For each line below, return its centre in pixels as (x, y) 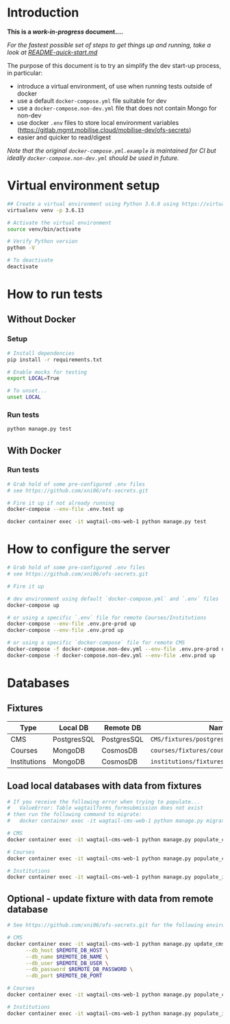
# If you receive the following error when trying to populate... (104, 801)
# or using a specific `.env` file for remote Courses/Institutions (107, 617)
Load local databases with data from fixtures (104, 786)
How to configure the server (89, 549)
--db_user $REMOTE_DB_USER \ (67, 963)
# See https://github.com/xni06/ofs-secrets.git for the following (105, 925)
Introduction (43, 13)
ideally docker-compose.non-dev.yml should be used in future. (93, 158)
